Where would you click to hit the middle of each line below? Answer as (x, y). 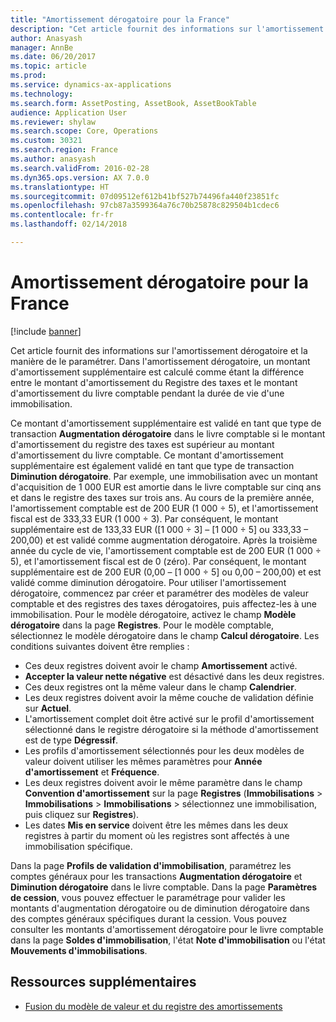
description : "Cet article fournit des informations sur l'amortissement (167, 29)
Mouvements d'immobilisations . (79, 950)
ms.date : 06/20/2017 (53, 57)
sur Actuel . (48, 708)
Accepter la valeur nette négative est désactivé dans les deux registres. (174, 676)
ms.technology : (42, 94)
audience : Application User (69, 112)
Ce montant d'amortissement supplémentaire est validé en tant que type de (166, 423)
